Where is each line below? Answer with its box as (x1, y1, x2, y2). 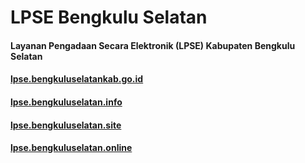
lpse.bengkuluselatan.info (10, 96, 123, 108)
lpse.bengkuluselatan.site (10, 119, 122, 131)
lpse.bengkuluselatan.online (10, 142, 133, 154)
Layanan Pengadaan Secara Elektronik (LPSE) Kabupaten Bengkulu (10, 39, 296, 51)
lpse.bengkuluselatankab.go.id (10, 73, 144, 85)
